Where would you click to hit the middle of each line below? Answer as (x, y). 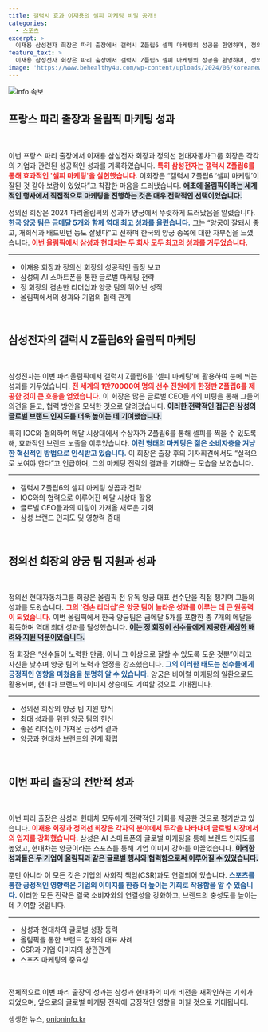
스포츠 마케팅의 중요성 (54, 960)
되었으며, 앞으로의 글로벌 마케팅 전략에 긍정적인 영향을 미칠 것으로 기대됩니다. (128, 1002)
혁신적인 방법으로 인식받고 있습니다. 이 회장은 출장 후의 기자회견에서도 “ (127, 454)
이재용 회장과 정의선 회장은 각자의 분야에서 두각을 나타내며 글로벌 (131, 828)
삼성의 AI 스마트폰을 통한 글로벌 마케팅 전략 (87, 277)
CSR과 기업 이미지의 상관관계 (65, 950)
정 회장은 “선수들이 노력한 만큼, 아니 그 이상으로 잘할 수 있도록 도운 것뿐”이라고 (130, 654)
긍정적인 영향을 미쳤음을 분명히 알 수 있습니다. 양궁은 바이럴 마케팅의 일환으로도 (131, 674)
